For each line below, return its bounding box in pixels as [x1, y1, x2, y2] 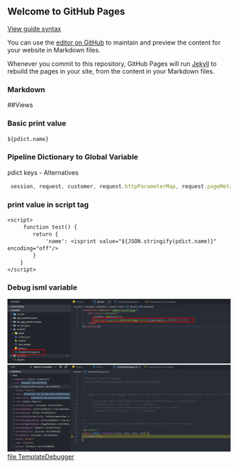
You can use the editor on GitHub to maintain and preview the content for [7, 38, 221, 47]
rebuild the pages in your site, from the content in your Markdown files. [7, 67, 215, 75]
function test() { [23, 223, 78, 231]
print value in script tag [7, 200, 89, 210]
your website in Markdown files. [7, 45, 101, 54]
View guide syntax [7, 24, 62, 33]
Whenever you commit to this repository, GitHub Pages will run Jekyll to [7, 59, 217, 68]
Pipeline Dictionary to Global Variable [7, 152, 139, 162]
